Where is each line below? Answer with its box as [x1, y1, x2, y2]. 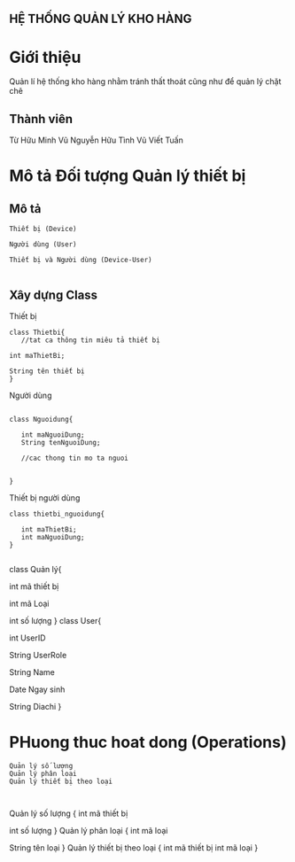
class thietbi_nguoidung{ [9, 509, 105, 518]
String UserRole [9, 649, 67, 660]
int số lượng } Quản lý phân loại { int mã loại [9, 825, 168, 835]
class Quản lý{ [9, 563, 62, 574]
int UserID [9, 633, 46, 643]
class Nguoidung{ [9, 415, 74, 423]
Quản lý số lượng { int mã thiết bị [9, 808, 128, 819]
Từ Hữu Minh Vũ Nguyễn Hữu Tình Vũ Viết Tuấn [9, 135, 183, 145]
